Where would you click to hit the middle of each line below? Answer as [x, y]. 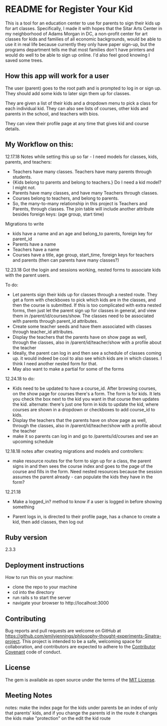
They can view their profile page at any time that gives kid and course [77, 123]
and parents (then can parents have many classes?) [66, 260]
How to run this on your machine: [39, 577]
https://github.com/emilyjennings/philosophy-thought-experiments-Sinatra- [83, 636]
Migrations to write [24, 224]
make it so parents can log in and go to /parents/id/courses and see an [85, 436]
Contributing [25, 619]
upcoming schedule [33, 441]
